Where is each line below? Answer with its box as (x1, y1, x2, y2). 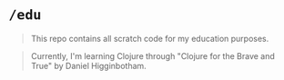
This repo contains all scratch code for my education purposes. (30, 33, 269, 44)
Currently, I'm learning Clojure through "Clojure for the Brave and (30, 50, 275, 61)
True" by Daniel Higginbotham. (30, 60, 147, 71)
